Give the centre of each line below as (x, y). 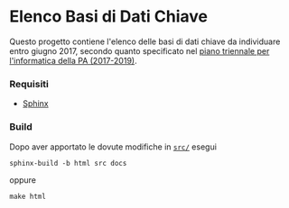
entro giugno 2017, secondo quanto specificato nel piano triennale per (140, 50)
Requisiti (29, 84)
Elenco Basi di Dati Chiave (108, 17)
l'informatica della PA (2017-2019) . (73, 60)
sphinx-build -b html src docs (68, 163)
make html (28, 196)
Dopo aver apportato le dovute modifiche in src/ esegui (113, 147)
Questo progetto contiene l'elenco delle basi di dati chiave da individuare (145, 41)
